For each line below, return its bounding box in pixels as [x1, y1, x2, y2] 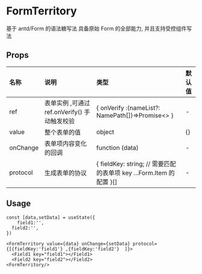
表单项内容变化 [44, 139, 87, 148]
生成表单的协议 [44, 168, 87, 177]
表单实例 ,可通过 [44, 99, 90, 107]
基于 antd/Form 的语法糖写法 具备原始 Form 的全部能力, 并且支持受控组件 [6, 25, 187, 32]
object [96, 127, 114, 136]
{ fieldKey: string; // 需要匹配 [96, 159, 176, 168]
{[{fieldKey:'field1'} [6, 246, 63, 252]
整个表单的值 [44, 128, 81, 136]
